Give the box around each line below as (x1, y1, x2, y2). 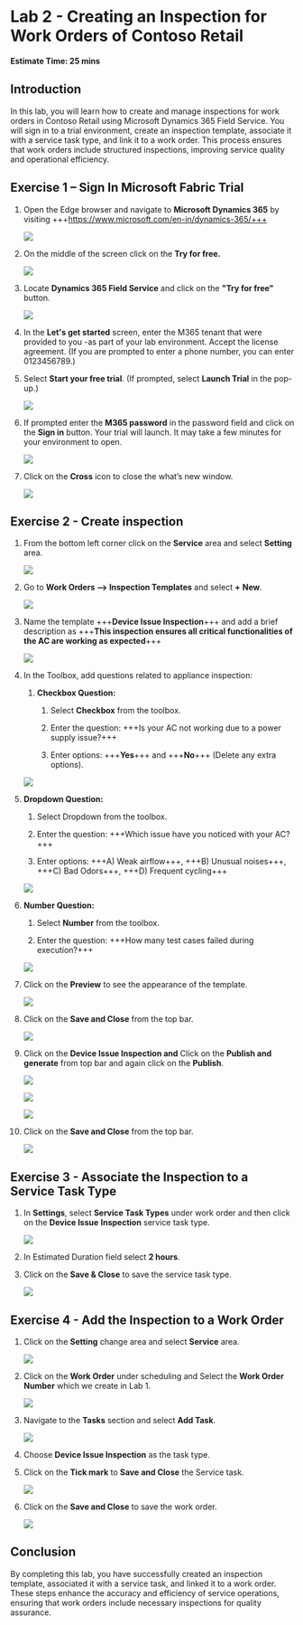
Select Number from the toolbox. (36, 918, 161, 929)
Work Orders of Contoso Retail (10, 25, 244, 46)
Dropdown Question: (23, 794, 104, 805)
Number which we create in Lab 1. (23, 1381, 151, 1391)
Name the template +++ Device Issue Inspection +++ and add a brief (23, 617, 279, 628)
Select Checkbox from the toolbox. (50, 705, 181, 716)
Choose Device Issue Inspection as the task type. (23, 1450, 211, 1460)
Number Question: (23, 900, 95, 911)
